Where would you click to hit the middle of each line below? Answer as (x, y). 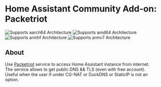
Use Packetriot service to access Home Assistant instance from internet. (77, 64)
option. (12, 79)
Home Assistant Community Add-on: (81, 9)
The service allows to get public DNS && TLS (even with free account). (75, 69)
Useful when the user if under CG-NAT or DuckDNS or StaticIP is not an (76, 74)
